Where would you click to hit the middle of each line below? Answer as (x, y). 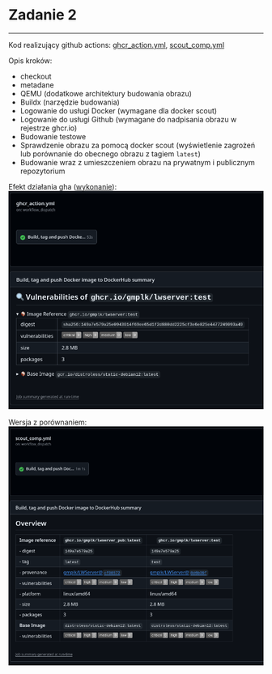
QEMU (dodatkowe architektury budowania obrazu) (106, 93)
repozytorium (42, 171)
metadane (37, 85)
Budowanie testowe (53, 136)
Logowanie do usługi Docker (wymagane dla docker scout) (118, 110)
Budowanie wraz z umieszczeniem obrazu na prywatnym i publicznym (137, 162)
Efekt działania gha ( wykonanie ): (63, 186)
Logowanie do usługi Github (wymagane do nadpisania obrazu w (128, 119)
